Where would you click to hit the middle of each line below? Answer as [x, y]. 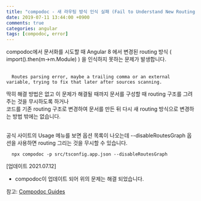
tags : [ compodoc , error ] [37, 34]
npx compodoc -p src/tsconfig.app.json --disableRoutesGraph [90, 154]
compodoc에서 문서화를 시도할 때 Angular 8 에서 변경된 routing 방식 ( [89, 52]
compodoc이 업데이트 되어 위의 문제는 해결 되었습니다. [79, 179]
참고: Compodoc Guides [36, 191]
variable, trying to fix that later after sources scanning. [84, 82]
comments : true [25, 23]
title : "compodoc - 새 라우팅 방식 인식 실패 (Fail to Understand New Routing [101, 12]
